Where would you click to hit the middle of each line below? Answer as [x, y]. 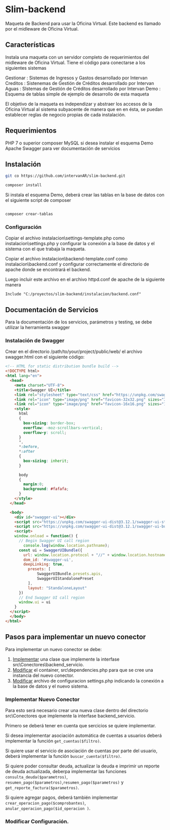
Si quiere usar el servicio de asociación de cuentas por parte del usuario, [81, 751]
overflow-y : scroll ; [45, 433]
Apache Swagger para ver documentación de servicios [63, 148]
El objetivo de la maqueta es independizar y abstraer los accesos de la [79, 104]
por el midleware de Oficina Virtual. [42, 28]
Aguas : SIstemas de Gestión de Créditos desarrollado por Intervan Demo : [83, 88]
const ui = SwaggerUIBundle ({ [50, 550]
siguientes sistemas [26, 68]
